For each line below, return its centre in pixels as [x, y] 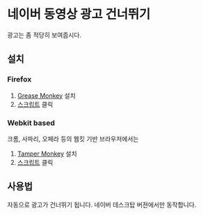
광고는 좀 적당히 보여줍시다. [44, 35]
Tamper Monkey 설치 [47, 154]
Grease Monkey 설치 [47, 96]
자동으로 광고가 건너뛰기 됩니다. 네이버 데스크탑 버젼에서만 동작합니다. [102, 205]
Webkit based [31, 123]
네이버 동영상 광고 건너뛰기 [79, 14]
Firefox [19, 80]
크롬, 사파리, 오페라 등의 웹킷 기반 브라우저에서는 [73, 139]
